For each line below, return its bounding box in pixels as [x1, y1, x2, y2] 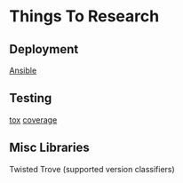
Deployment [9, 42, 79, 57]
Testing [9, 91, 52, 106]
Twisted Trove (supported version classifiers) [9, 163, 175, 174]
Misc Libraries [9, 140, 91, 155]
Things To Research [9, 6, 160, 27]
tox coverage [9, 114, 58, 125]
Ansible [9, 65, 37, 76]
